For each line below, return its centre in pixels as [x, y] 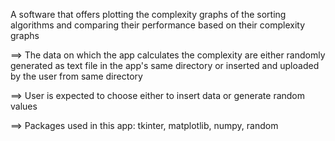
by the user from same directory [76, 76]
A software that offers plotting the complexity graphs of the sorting [148, 14]
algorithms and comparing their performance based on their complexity [158, 25]
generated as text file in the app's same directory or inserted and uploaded [165, 65]
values [24, 106]
